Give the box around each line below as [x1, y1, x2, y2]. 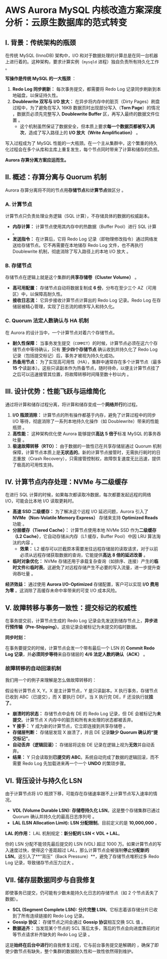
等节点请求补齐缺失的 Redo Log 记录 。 [12, 932, 93, 938]
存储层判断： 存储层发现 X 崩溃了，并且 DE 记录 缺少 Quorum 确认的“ [12, 730, 154, 736]
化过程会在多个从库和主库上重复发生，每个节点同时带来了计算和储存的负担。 [5, 146, 162, 152]
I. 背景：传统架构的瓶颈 [5, 38, 76, 47]
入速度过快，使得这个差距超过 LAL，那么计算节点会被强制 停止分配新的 [5, 847, 150, 853]
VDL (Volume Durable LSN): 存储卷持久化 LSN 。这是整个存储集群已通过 [12, 807, 160, 814]
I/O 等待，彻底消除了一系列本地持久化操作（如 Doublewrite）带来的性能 [12, 418, 159, 424]
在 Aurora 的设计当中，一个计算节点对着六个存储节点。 [5, 329, 118, 335]
